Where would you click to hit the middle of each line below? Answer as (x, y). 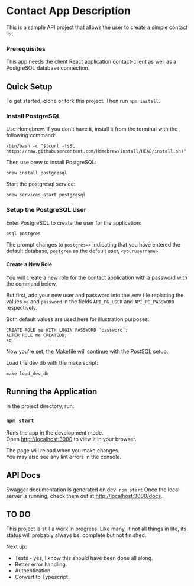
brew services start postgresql (46, 195)
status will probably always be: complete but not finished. (76, 535)
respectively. (22, 307)
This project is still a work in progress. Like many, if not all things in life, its (96, 529)
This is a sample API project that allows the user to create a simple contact (97, 27)
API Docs (23, 475)
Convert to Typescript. (42, 577)
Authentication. (33, 570)
